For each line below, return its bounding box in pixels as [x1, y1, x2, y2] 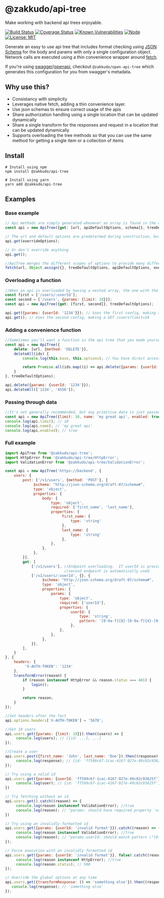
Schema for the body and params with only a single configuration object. [5, 49, 152, 55]
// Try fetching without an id [5, 794, 69, 799]
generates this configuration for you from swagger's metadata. [5, 68, 132, 74]
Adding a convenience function [5, 327, 82, 333]
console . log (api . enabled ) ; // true [5, 428, 78, 433]
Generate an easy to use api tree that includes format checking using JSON [5, 44, 157, 49]
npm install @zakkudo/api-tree [5, 169, 69, 174]
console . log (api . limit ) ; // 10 [5, 419, 69, 424]
